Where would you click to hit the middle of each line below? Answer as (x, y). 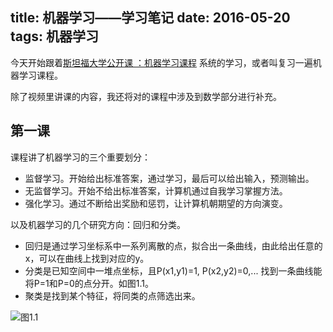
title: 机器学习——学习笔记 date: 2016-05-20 (150, 18)
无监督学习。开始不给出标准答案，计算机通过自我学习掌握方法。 (156, 190)
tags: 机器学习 (55, 36)
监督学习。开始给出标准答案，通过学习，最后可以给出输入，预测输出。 (169, 178)
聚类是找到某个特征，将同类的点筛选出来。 (112, 295)
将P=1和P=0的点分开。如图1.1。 (89, 283)
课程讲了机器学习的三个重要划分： (80, 157)
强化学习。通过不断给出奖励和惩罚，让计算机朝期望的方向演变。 (156, 203)
